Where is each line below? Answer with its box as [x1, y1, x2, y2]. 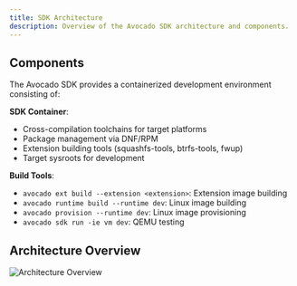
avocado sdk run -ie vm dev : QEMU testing [22, 216, 185, 227]
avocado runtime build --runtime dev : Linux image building [22, 197, 247, 208]
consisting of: [9, 89, 61, 100]
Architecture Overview [9, 243, 141, 258]
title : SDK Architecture [9, 13, 103, 23]
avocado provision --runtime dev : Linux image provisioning [22, 207, 247, 218]
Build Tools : [9, 170, 54, 181]
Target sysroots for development [22, 153, 145, 164]
